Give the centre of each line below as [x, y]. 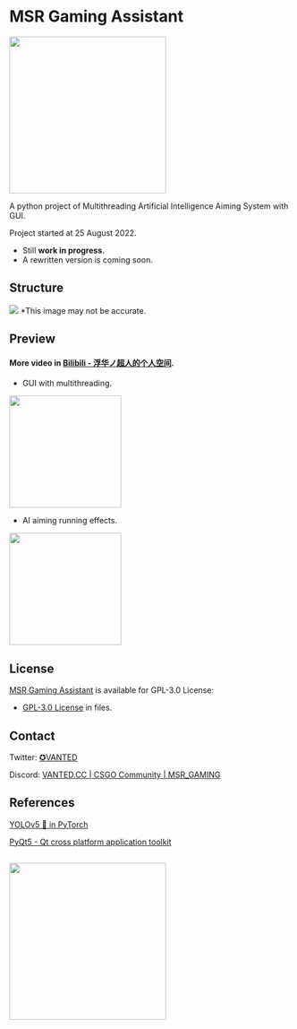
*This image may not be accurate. [83, 310]
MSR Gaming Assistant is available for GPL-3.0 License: [112, 690]
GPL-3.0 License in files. [67, 708]
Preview [33, 339]
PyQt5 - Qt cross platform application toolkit [90, 842]
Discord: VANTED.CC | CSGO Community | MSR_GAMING [115, 774]
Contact [32, 735]
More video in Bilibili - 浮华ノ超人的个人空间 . [92, 363]
